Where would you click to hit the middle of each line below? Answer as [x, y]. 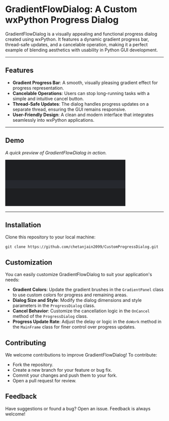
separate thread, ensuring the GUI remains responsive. [69, 109]
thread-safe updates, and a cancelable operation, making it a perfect [76, 44]
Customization [29, 262]
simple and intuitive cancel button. [48, 99]
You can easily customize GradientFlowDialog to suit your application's [79, 275]
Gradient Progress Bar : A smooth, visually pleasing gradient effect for [85, 82]
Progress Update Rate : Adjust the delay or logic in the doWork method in [87, 322]
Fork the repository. [33, 365]
